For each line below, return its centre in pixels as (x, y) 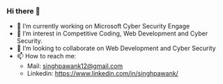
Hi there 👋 (24, 11)
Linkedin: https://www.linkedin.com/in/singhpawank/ (102, 74)
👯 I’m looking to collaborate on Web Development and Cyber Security (116, 49)
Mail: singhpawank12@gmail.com (75, 66)
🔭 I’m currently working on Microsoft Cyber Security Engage (103, 26)
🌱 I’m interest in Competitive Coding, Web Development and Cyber (112, 33)
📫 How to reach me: (46, 56)
